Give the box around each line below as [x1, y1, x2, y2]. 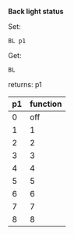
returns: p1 [8, 80, 42, 89]
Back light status [8, 7, 64, 16]
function [30, 98, 62, 109]
